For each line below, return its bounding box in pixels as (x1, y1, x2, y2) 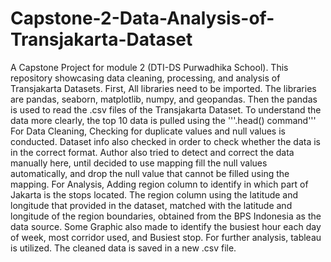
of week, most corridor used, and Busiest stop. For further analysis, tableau (10, 231, 322, 243)
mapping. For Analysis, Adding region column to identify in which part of (10, 178, 309, 190)
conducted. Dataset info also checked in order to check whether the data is (10, 135, 321, 147)
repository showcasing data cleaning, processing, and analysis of (10, 72, 281, 84)
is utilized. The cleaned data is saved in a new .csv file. (10, 242, 237, 254)
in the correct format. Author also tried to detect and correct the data (10, 146, 295, 158)
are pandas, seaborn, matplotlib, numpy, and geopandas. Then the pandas (10, 93, 318, 105)
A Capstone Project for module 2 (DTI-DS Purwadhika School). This (10, 61, 289, 73)
